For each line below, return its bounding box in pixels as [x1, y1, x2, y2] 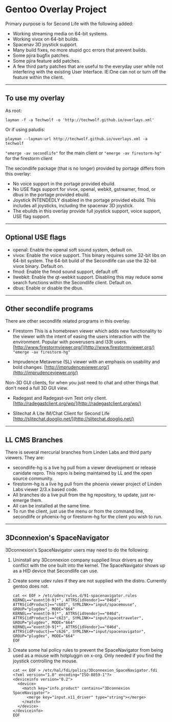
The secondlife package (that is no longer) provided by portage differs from [5, 165, 165, 171]
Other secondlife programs [5, 304, 94, 313]
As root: [5, 107, 22, 113]
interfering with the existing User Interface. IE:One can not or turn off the [12, 68, 166, 75]
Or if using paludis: [5, 126, 45, 132]
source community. [12, 476, 54, 482]
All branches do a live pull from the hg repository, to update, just [12, 492, 148, 498]
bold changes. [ [12, 364, 46, 370]
